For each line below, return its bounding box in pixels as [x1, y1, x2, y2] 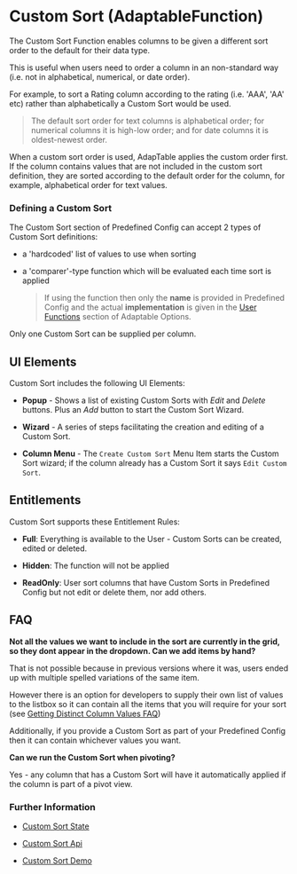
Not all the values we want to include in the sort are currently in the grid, [9, 636, 280, 647]
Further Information [9, 800, 96, 813]
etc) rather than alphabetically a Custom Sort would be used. [9, 98, 232, 108]
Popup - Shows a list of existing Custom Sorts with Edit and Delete [21, 395, 266, 406]
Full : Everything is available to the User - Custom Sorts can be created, [21, 533, 282, 544]
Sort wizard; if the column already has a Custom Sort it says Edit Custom [21, 458, 287, 468]
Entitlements [9, 492, 82, 508]
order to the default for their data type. [9, 44, 151, 55]
